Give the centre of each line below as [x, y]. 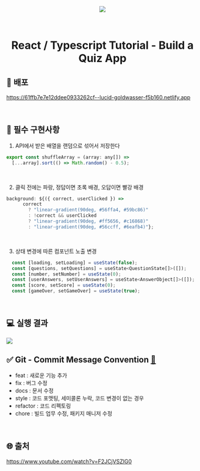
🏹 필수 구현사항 [33, 130]
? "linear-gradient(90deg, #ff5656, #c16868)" [88, 221]
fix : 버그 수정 [31, 383]
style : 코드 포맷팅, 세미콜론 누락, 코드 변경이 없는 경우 [80, 398]
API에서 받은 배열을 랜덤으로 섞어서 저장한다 [67, 146]
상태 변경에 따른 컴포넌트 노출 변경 [56, 251]
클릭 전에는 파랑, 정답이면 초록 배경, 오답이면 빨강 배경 [79, 187]
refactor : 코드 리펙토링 [43, 406]
